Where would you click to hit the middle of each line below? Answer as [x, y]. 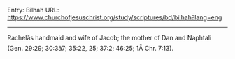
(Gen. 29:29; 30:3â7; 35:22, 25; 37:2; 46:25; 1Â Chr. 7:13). [90, 48]
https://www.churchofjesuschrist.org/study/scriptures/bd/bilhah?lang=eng [115, 17]
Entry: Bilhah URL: [33, 10]
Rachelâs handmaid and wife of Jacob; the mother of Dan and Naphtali [109, 38]
